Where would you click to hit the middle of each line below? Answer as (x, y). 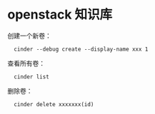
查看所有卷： (26, 63)
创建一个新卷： (29, 36)
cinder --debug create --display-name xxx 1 (81, 49)
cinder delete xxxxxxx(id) (54, 104)
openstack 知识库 (60, 15)
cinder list (32, 77)
